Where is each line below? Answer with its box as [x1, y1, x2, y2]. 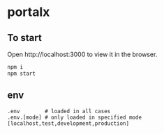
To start [7, 32, 42, 44]
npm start [7, 70, 36, 77]
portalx [7, 4, 50, 20]
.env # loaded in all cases [7, 108, 111, 115]
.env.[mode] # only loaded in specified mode [7, 114, 142, 121]
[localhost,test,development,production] [7, 119, 130, 127]
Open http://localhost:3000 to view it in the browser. [7, 50, 158, 58]
